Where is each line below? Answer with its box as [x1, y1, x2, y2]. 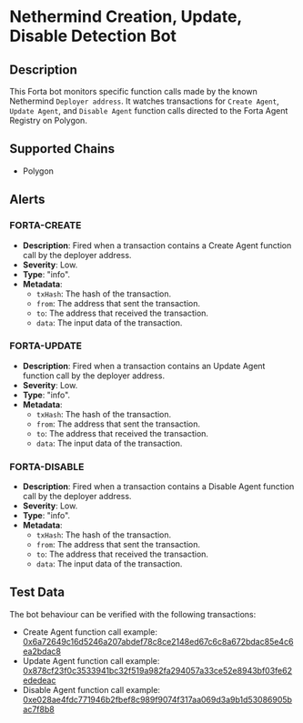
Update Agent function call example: [22, 655, 160, 666]
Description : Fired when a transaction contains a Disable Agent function [22, 481, 295, 492]
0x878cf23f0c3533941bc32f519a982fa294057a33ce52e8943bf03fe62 [22, 665, 293, 676]
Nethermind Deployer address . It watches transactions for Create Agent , [9, 95, 279, 106]
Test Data [9, 585, 66, 600]
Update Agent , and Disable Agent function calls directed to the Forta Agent [9, 105, 288, 115]
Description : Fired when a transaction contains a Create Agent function [22, 239, 292, 251]
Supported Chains [9, 141, 116, 156]
